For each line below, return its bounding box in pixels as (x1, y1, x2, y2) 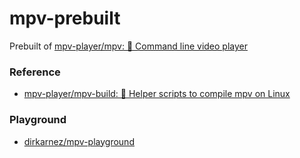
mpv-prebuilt (9, 7, 121, 30)
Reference (9, 65, 61, 79)
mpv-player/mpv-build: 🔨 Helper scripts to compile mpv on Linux (23, 88, 291, 100)
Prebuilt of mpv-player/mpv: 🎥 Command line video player (9, 40, 248, 52)
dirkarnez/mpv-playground (23, 135, 135, 147)
